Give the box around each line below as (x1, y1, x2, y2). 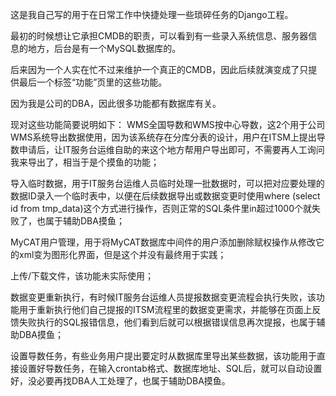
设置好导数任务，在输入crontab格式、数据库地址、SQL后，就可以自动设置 (18, 363, 323, 374)
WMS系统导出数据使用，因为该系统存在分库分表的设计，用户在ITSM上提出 (10, 131, 317, 143)
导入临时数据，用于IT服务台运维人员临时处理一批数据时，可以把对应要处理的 (10, 178, 325, 189)
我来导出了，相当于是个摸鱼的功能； (10, 156, 160, 168)
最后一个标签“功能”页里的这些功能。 (18, 76, 168, 88)
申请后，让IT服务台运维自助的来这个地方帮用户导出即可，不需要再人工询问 (18, 144, 325, 155)
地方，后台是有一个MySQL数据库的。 (27, 43, 182, 54)
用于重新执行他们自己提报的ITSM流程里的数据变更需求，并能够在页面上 (18, 304, 313, 315)
